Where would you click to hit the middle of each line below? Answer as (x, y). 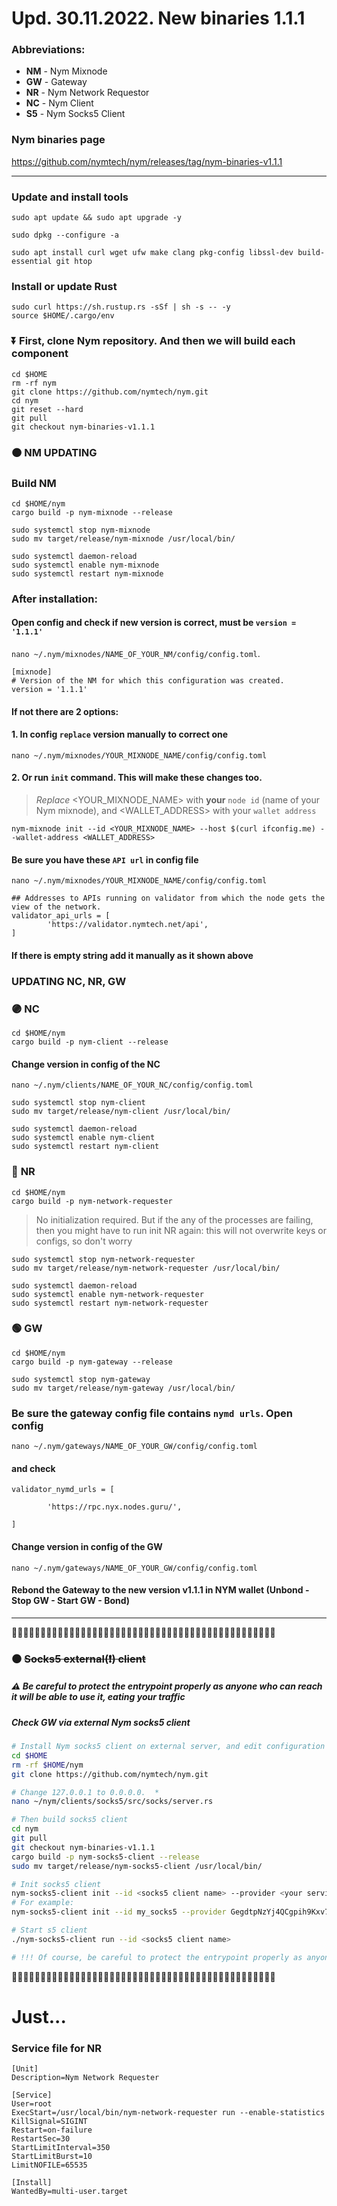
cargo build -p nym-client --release (90, 1042)
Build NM (34, 483)
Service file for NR (56, 2048)
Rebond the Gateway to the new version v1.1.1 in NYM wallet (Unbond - (160, 1590)
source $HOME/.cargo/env (63, 316)
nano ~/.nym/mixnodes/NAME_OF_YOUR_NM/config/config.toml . (136, 654)
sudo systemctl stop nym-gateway (81, 1379)
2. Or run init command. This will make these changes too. (137, 778)
